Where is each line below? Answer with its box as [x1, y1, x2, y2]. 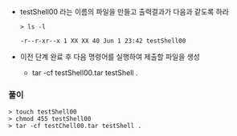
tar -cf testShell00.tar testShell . [31, 68, 138, 78]
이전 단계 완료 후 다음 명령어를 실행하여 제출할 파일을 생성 [19, 52, 201, 62]
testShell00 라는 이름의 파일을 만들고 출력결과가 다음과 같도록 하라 [19, 7, 229, 16]
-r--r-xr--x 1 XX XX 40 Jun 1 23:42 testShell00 [19, 37, 186, 45]
